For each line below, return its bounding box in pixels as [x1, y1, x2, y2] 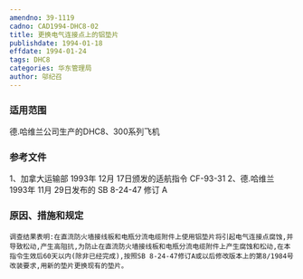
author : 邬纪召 [9, 72, 62, 82]
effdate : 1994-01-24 [9, 47, 88, 56]
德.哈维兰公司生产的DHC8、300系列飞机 [9, 126, 160, 137]
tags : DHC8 [9, 55, 51, 64]
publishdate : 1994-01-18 [9, 38, 103, 48]
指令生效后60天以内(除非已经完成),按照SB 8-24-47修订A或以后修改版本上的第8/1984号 [9, 251, 294, 261]
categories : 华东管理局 [9, 64, 92, 73]
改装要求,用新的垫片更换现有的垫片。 [9, 261, 128, 270]
